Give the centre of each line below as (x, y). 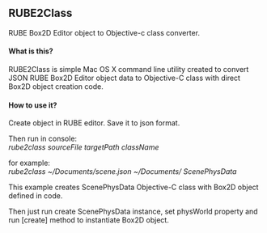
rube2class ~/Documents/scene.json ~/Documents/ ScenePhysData (123, 172)
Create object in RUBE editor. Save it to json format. (94, 123)
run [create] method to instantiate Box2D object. (89, 220)
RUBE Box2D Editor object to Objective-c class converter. (104, 32)
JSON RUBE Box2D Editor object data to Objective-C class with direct (125, 78)
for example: (30, 163)
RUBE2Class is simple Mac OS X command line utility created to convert (129, 70)
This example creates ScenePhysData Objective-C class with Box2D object (133, 187)
